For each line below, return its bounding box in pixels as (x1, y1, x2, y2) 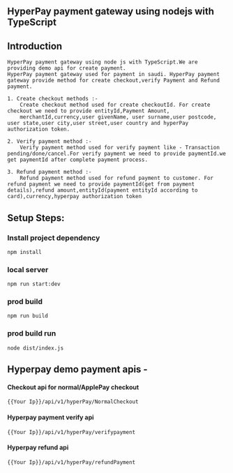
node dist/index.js (7, 345, 64, 352)
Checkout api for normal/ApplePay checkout (7, 383, 140, 391)
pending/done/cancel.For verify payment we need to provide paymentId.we (7, 150, 227, 158)
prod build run (7, 329, 57, 338)
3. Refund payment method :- (7, 169, 92, 176)
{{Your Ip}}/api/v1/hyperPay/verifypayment (7, 428, 136, 435)
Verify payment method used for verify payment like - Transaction (20, 144, 220, 151)
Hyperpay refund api (7, 443, 69, 452)
